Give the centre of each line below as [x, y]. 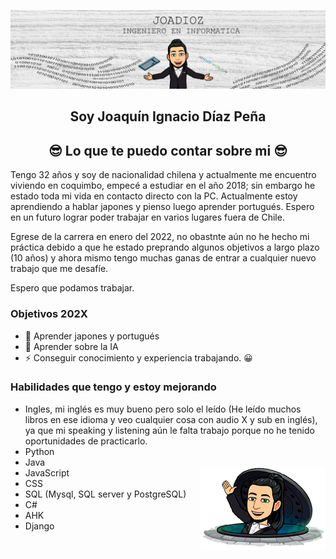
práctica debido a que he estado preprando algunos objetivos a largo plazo [165, 247]
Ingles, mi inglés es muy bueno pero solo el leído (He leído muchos [163, 409]
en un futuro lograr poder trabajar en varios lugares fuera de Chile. [147, 217]
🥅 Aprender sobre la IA [71, 346]
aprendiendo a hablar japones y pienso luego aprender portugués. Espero [162, 207]
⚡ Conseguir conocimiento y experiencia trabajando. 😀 [138, 357]
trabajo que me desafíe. [59, 269]
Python [39, 451]
